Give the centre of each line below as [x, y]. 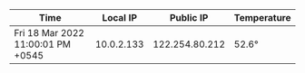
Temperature [262, 18]
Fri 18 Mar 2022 [49, 33]
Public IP [189, 18]
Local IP [120, 18]
